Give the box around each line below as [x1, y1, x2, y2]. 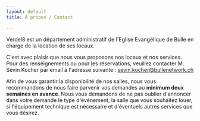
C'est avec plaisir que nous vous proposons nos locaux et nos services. [6, 53, 183, 60]
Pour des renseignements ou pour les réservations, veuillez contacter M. [6, 60, 185, 67]
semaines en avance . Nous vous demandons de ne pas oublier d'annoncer [6, 90, 192, 97]
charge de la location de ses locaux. [6, 42, 95, 49]
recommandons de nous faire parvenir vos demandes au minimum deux [6, 84, 185, 91]
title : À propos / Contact [6, 14, 73, 20]
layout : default [6, 8, 46, 15]
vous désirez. [6, 109, 39, 116]
